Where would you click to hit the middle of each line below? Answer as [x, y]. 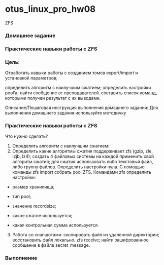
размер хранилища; [33, 187]
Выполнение [21, 258]
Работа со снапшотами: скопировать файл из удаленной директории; [86, 235]
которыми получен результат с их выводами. [53, 98]
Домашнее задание [30, 36]
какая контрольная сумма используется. [55, 225]
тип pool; [21, 196]
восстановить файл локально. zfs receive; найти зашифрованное [80, 240]
